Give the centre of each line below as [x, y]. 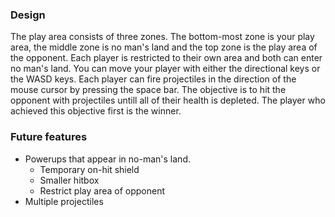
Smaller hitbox [69, 180]
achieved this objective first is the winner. [96, 111]
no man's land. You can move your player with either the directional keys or [165, 69]
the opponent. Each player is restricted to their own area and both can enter [166, 58]
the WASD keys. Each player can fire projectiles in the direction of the [153, 79]
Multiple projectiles [64, 201]
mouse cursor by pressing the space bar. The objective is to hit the [148, 90]
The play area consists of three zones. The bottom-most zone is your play [162, 37]
